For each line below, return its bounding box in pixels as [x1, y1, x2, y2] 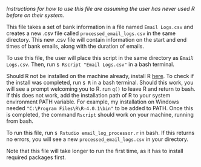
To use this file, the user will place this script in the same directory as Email [6, 54, 194, 61]
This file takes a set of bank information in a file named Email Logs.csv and [6, 24, 194, 30]
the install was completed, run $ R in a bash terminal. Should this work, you [6, 79, 194, 86]
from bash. [6, 117, 34, 125]
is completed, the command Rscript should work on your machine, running [6, 111, 194, 118]
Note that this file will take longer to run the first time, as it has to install [6, 148, 183, 154]
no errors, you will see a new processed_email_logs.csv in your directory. [6, 136, 189, 143]
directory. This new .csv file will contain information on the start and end [6, 36, 187, 43]
